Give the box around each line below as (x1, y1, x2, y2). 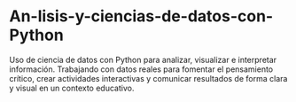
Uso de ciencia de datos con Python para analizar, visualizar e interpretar (9, 54, 277, 65)
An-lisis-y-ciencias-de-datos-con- (9, 6, 274, 27)
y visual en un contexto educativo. (9, 82, 135, 93)
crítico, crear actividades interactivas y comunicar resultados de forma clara (9, 73, 288, 83)
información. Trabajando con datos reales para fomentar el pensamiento (9, 64, 274, 75)
